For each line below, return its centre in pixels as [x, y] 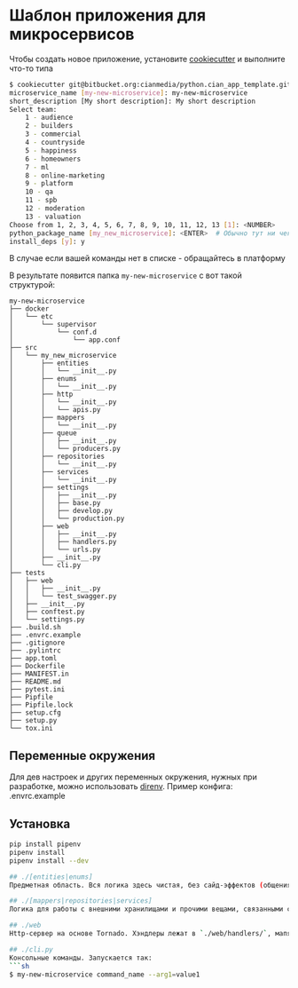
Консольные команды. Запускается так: [81, 958]
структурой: [32, 285]
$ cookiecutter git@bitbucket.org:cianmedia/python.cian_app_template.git [150, 84]
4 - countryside [55, 143]
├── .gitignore [37, 643]
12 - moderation [55, 209]
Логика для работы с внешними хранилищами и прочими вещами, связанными [146, 909]
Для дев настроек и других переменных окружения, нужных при [133, 777]
